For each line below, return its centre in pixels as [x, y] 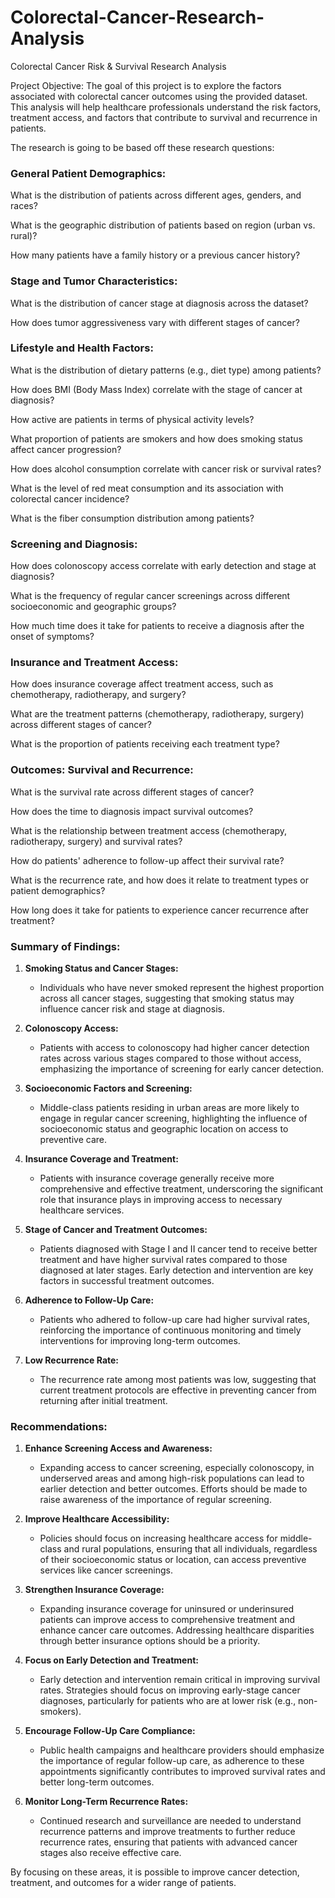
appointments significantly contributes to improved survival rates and [182, 1772]
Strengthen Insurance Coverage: [94, 1590]
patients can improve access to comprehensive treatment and [167, 1620]
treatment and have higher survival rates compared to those [163, 1260]
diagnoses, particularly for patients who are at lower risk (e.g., [168, 1701]
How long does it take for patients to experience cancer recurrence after [159, 910]
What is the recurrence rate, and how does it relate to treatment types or [159, 880]
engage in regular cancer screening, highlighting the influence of [173, 1118]
